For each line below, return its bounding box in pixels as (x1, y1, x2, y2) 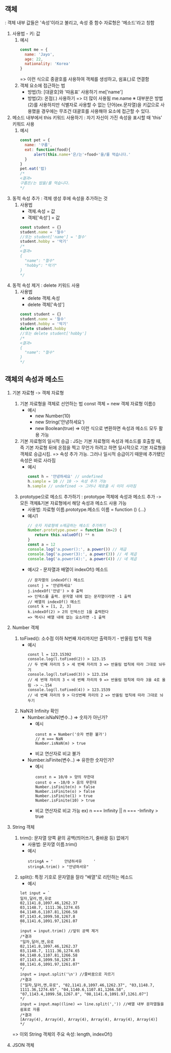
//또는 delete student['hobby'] (19, 330, 87, 336)
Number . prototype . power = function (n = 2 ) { (27, 528, 122, 533)
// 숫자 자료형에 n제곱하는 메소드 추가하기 (27, 523, 106, 528)
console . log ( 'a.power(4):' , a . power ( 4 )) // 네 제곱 (27, 556, 137, 561)
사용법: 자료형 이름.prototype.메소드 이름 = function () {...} (27, 506, 146, 512)
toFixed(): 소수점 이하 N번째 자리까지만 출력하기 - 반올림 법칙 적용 (19, 635, 152, 641)
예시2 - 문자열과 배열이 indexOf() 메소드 (27, 566, 109, 572)
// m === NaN (35, 736, 63, 742)
